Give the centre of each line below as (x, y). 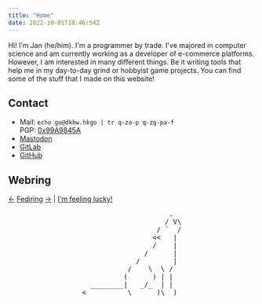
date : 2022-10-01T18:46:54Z (54, 23)
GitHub (31, 156)
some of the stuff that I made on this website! (81, 79)
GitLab (30, 147)
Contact (28, 103)
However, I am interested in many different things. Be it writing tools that (125, 62)
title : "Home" (31, 15)
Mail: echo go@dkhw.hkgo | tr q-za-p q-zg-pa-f (97, 122)
